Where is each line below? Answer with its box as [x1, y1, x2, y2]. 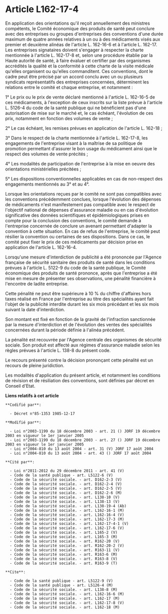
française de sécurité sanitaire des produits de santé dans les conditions [5, 259, 155, 265]
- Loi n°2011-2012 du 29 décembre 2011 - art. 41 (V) [10, 468, 124, 473]
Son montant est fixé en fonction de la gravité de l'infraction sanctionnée [5, 316, 156, 322]
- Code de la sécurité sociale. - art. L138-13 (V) [10, 499, 120, 504]
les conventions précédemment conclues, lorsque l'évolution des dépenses [5, 196, 161, 202]
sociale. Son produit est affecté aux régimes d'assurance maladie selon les [5, 342, 160, 348]
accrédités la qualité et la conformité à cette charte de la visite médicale [5, 63, 154, 69]
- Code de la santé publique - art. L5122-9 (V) [10, 578, 113, 583]
